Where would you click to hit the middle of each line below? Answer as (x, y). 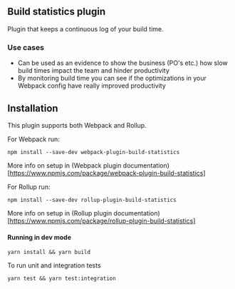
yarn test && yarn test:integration (62, 279)
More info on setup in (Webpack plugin (64, 165)
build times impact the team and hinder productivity (93, 71)
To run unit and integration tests (54, 265)
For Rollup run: (29, 187)
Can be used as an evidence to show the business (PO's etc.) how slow (122, 63)
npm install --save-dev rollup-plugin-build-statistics (92, 200)
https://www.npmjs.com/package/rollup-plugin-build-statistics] (103, 220)
